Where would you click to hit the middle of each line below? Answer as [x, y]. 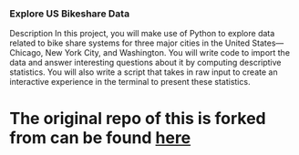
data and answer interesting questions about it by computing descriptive [145, 63]
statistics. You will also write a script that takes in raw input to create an [144, 72]
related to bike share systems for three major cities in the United [130, 43]
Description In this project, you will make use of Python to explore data [142, 34]
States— [268, 43]
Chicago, [26, 53]
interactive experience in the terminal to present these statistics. [130, 82]
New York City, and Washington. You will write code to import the [167, 53]
